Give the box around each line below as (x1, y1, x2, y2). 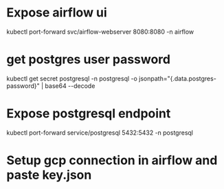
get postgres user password (6, 52, 171, 67)
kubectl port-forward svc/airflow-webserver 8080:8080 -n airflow (6, 27, 194, 36)
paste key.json (6, 167, 92, 183)
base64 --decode (45, 81, 96, 90)
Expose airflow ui (6, 5, 107, 21)
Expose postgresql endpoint (6, 106, 171, 122)
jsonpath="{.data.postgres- (139, 74, 217, 82)
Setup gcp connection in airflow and (6, 153, 218, 168)
